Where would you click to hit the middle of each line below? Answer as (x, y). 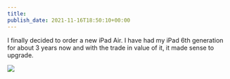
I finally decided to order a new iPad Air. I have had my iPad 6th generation (115, 40)
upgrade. (20, 55)
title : (17, 14)
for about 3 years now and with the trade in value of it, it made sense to (111, 48)
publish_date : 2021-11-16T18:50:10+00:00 (69, 20)
